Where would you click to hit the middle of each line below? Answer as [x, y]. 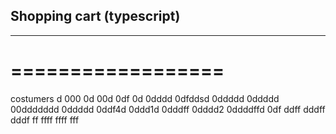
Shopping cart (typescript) [95, 16]
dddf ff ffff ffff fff [45, 120]
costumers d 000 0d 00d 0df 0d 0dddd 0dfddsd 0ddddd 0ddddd [145, 98]
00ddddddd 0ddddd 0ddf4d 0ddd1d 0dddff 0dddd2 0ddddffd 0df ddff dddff [168, 109]
